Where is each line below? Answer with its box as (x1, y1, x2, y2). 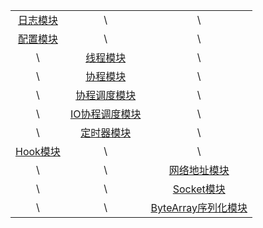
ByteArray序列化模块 (150, 201, 248, 214)
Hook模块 (15, 145, 61, 158)
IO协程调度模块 (69, 107, 142, 121)
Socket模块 (172, 182, 226, 196)
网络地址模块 (168, 164, 230, 177)
